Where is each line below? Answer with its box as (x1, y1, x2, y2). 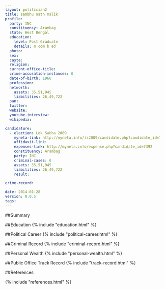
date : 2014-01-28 (5, 190, 41, 194)
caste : (9, 58, 23, 63)
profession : (9, 80, 34, 85)
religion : (9, 62, 29, 67)
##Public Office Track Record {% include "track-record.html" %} (5, 259, 136, 266)
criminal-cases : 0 (14, 158, 52, 163)
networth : (9, 85, 29, 90)
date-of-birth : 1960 (9, 76, 52, 81)
